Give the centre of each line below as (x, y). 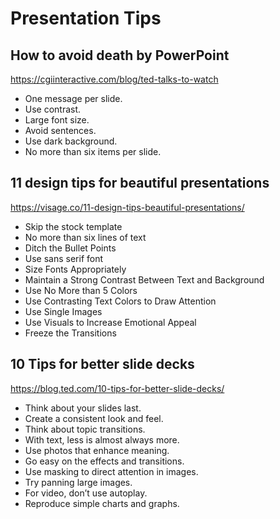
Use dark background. (71, 141)
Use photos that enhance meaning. (97, 450)
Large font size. (57, 120)
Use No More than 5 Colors (81, 290)
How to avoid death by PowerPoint (120, 55)
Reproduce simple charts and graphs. (102, 503)
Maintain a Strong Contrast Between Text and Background (144, 279)
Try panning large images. (78, 482)
